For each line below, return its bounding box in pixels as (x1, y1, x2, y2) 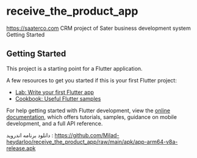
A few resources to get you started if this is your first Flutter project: (6, 76, 177, 84)
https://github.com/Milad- (54, 131, 120, 138)
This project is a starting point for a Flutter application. (6, 65, 143, 72)
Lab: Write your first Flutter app (15, 88, 95, 96)
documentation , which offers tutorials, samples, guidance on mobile (6, 113, 177, 120)
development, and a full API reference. (6, 120, 103, 127)
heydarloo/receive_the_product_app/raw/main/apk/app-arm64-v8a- (6, 138, 178, 145)
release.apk (6, 145, 36, 152)
